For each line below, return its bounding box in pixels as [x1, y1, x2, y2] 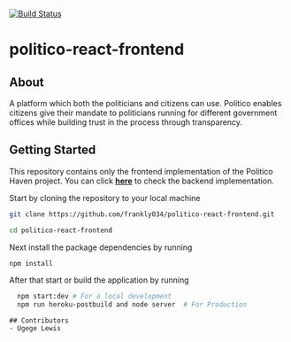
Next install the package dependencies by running [9, 242, 193, 253]
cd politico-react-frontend [9, 226, 113, 235]
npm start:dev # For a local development [17, 292, 172, 301]
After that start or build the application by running [9, 275, 189, 285]
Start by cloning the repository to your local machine [9, 192, 201, 203]
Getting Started [9, 143, 96, 158]
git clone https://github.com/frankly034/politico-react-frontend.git [9, 209, 275, 219]
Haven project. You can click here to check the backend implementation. [9, 175, 274, 186]
